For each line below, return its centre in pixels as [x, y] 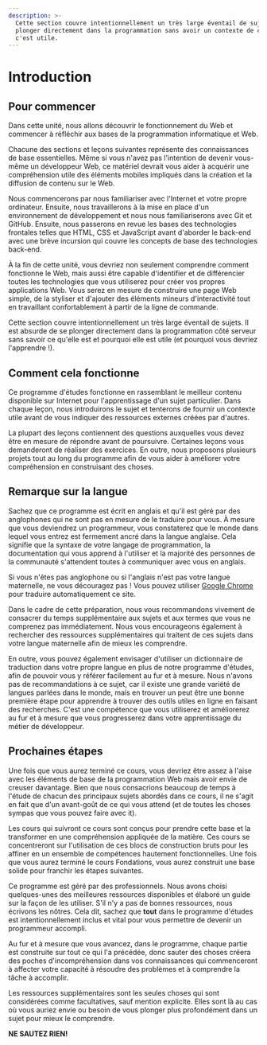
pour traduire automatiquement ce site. [72, 594]
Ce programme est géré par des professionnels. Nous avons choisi [118, 886]
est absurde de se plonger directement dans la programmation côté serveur [132, 331]
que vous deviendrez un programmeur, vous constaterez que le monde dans [133, 528]
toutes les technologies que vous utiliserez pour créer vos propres [117, 282]
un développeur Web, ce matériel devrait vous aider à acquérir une [140, 166]
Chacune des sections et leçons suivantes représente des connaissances [128, 150]
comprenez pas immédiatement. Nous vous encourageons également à [125, 626]
